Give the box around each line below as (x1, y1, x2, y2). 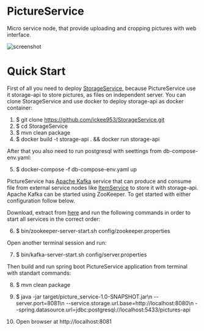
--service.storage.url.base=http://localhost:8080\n (65, 299, 194, 307)
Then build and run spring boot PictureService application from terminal (7, 262, 188, 270)
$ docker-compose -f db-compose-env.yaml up (15, 165, 137, 173)
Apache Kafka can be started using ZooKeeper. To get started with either (7, 190, 191, 198)
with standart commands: (7, 269, 71, 277)
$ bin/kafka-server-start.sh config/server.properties (15, 251, 147, 258)
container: (7, 104, 33, 111)
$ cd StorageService (15, 122, 68, 130)
